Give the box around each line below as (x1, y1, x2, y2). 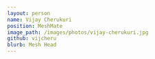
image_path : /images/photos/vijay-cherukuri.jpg (7, 28, 149, 36)
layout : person (7, 9, 51, 17)
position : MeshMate (7, 22, 63, 29)
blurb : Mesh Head (7, 41, 57, 48)
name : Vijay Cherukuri (7, 16, 72, 23)
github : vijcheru (7, 35, 57, 42)
